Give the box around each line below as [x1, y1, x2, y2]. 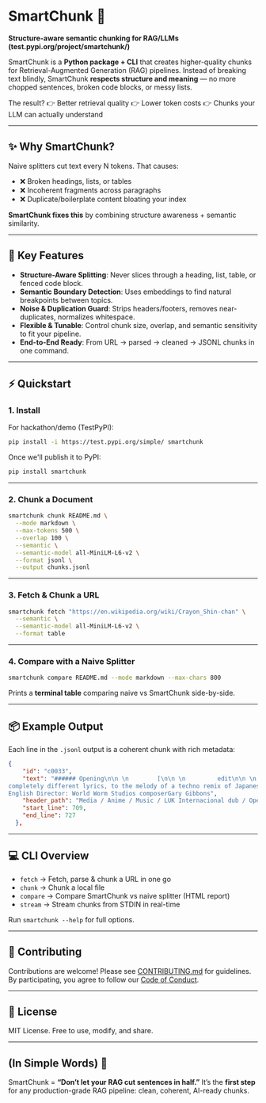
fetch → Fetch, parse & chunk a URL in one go [19, 874, 172, 884]
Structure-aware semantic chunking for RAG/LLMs [8, 33, 180, 43]
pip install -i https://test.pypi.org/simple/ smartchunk [8, 438, 203, 446]
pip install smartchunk [8, 468, 87, 476]
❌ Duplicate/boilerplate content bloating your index [19, 194, 187, 204]
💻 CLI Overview [8, 849, 89, 863]
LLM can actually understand [8, 109, 104, 119]
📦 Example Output [8, 719, 104, 733]
